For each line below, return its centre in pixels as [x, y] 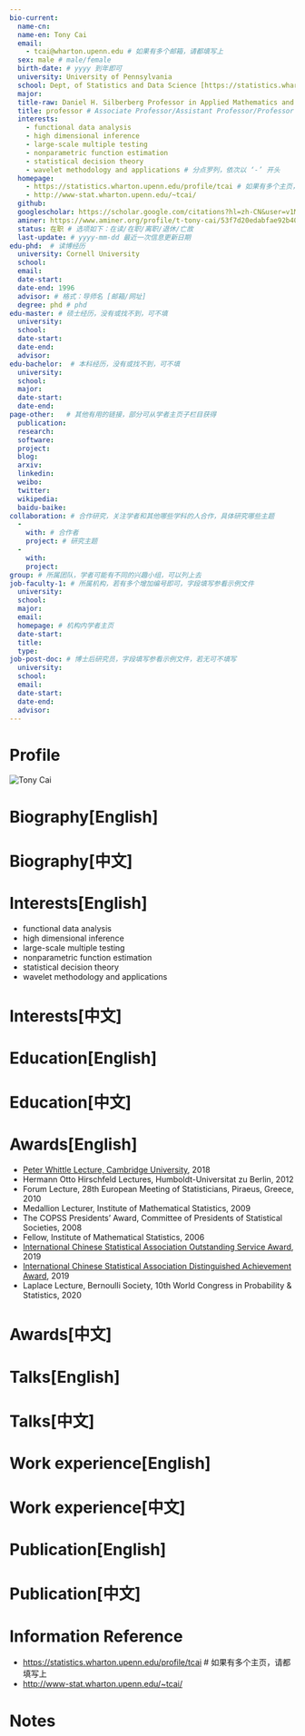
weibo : [30, 482]
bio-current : [34, 18]
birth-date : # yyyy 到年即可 [70, 69]
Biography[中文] [71, 861]
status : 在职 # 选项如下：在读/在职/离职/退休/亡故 [105, 229]
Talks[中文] [52, 1421]
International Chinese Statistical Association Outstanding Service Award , [158, 1247]
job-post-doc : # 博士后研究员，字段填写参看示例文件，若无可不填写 [123, 659]
